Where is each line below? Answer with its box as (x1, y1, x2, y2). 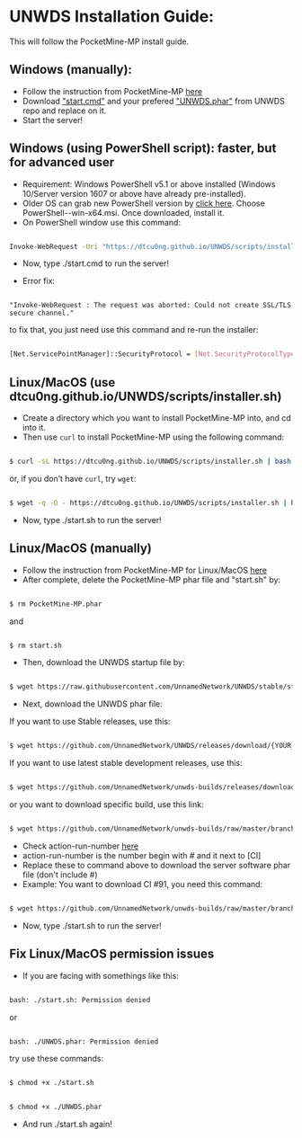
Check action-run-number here (22, 840, 139, 851)
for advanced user (9, 155, 115, 170)
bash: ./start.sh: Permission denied (9, 995, 151, 1004)
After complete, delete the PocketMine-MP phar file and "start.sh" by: (22, 573, 281, 585)
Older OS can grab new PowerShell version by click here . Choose (22, 198, 265, 209)
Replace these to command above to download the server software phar (22, 859, 290, 870)
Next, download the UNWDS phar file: (22, 698, 164, 709)
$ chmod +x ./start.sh (9, 1079, 94, 1088)
